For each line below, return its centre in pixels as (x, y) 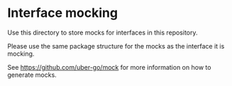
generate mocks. (32, 75)
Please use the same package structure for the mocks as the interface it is (116, 46)
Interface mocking (63, 13)
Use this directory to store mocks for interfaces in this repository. (103, 32)
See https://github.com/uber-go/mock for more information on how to (109, 67)
